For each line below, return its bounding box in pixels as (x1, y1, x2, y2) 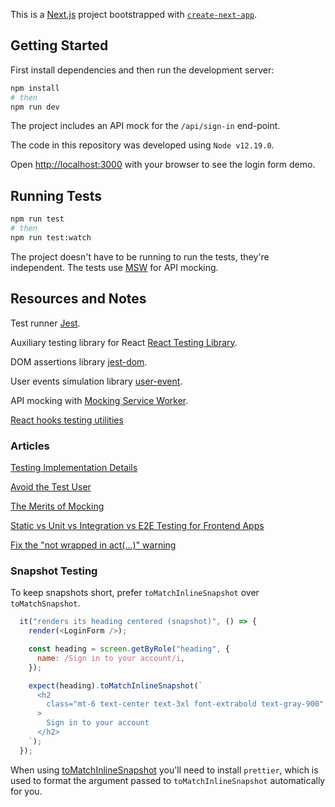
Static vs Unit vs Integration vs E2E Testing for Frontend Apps (10, 519, 265, 531)
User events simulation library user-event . (10, 375, 183, 387)
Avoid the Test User (10, 480, 92, 493)
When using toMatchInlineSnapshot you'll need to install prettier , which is (10, 764, 319, 776)
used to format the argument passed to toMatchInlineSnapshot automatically (10, 774, 326, 786)
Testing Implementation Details (10, 461, 138, 473)
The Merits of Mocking (10, 500, 105, 512)
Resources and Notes (10, 290, 147, 308)
